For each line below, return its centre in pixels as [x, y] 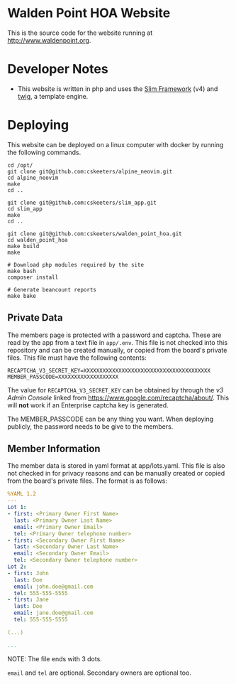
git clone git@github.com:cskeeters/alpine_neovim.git [90, 171]
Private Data [35, 318]
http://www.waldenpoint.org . [49, 40]
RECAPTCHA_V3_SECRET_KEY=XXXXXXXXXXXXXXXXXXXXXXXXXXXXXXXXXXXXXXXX [109, 370]
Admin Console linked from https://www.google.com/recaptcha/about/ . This [118, 397]
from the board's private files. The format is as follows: [88, 481]
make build [23, 246]
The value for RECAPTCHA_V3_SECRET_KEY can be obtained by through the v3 [116, 390]
